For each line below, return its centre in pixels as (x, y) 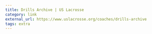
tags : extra (18, 24)
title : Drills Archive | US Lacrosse (45, 10)
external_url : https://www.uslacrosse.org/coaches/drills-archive (76, 19)
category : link (21, 14)
